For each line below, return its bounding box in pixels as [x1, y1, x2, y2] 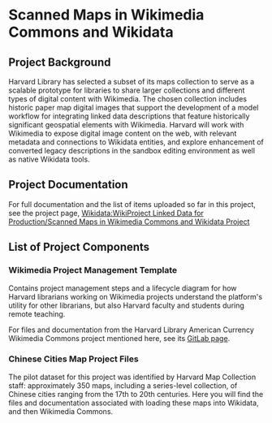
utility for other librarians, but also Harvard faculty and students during [8, 300, 245, 310]
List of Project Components [8, 240, 150, 254]
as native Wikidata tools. [8, 154, 91, 164]
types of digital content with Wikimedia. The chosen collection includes [8, 94, 248, 103]
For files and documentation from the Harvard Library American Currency [8, 325, 254, 335]
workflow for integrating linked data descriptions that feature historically [8, 111, 250, 121]
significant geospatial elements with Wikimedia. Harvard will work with [8, 120, 244, 129]
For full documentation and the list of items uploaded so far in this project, [8, 199, 256, 209]
